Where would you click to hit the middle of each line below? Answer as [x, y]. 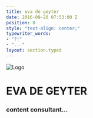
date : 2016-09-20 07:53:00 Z [42, 17]
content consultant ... [37, 109]
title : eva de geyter [33, 12]
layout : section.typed [34, 50]
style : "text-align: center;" [43, 28]
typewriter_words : [29, 34]
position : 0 [21, 23]
